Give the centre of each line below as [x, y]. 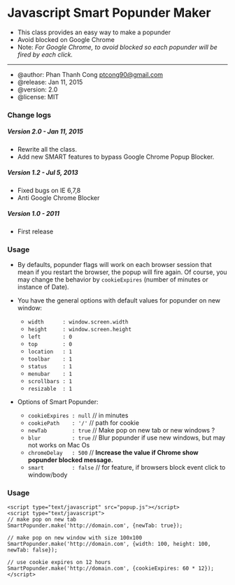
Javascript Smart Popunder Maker [109, 13]
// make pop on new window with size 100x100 [74, 538]
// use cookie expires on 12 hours [59, 563]
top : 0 [50, 345]
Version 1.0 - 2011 [34, 214]
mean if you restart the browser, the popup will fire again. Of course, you [122, 272]
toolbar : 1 [50, 359]
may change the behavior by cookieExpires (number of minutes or [113, 280]
